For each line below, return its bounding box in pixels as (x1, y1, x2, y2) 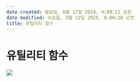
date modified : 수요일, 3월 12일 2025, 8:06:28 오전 (6, 15, 134, 21)
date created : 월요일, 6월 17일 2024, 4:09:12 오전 (6, 9, 132, 15)
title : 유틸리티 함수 (6, 20, 54, 26)
